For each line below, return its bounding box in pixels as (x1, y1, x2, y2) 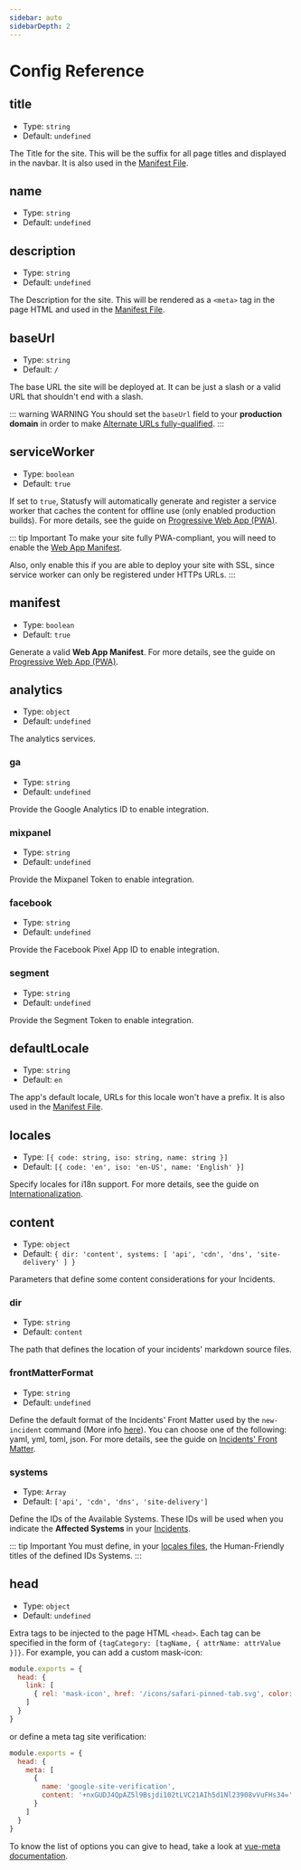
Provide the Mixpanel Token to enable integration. (9, 874, 194, 885)
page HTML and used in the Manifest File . (9, 304, 165, 315)
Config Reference (9, 61, 145, 81)
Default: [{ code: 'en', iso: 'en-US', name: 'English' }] (22, 1162, 245, 1172)
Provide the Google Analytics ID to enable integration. (9, 803, 210, 814)
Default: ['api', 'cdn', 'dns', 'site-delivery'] (22, 1495, 209, 1506)
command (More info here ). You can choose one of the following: (43, 1424, 287, 1435)
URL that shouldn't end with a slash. (9, 391, 144, 402)
